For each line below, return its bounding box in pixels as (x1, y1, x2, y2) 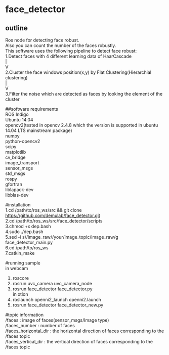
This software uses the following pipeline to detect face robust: (5, 48, 137, 54)
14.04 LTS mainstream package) (5, 127, 72, 134)
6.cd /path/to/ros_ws (5, 245, 49, 251)
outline (5, 24, 28, 32)
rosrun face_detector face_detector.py (12, 286, 93, 292)
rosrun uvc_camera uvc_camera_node (12, 281, 93, 286)
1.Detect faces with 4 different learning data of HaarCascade (5, 53, 132, 59)
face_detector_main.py (5, 239, 53, 245)
